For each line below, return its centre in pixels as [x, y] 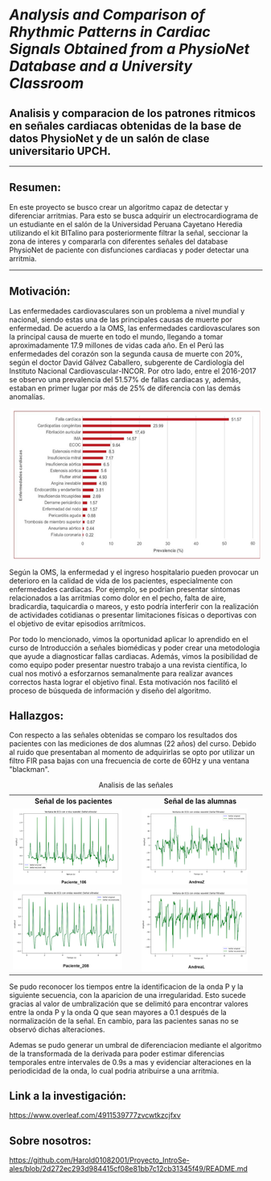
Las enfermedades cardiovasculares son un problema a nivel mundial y [127, 311]
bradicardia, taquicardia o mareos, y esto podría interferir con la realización [134, 606]
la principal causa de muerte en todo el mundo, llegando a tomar [116, 336]
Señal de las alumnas [200, 801]
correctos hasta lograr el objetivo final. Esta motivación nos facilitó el [123, 682]
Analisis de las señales [136, 785]
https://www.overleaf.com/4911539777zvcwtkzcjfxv [95, 1116]
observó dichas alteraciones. [57, 1029]
